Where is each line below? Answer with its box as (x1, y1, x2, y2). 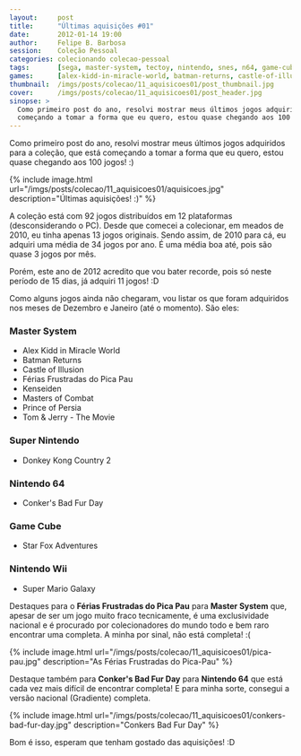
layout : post (9, 13, 74, 22)
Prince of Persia (21, 403, 82, 413)
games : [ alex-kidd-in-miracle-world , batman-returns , (9, 72, 235, 81)
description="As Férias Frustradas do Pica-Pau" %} (42, 656, 233, 666)
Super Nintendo (9, 434, 80, 447)
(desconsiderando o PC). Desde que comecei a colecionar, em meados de (9, 221, 284, 231)
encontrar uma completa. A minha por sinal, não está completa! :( (9, 629, 251, 639)
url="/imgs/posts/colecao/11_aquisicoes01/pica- (94, 647, 272, 657)
